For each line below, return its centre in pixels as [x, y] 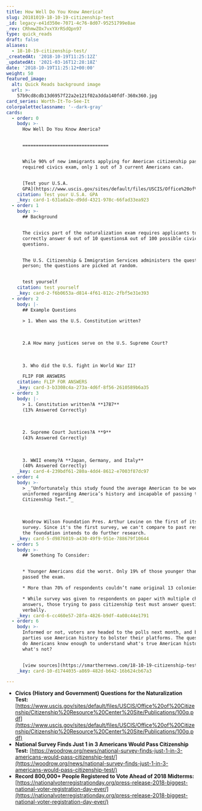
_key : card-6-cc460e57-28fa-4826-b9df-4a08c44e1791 [83, 615]
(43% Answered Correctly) [54, 438]
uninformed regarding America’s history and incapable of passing [107, 494]
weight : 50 [20, 73]
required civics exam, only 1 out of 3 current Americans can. [103, 167]
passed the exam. [44, 577]
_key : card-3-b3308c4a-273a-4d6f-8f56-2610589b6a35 [83, 388]
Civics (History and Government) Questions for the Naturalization [99, 693]
